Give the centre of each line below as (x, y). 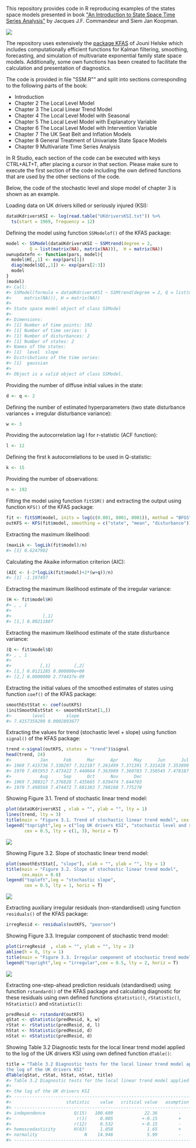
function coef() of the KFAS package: (51, 694)
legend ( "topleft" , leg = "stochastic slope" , (61, 880)
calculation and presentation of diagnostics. (59, 68)
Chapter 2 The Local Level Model (55, 103)
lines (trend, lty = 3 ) (34, 815)
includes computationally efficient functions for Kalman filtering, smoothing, (97, 49)
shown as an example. (33, 194)
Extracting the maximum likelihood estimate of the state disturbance (88, 632)
